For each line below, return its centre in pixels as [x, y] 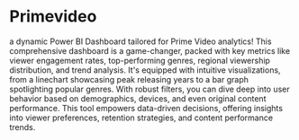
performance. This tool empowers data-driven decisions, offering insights [146, 108]
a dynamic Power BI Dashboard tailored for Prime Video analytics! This [140, 41]
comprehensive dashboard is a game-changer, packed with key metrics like [150, 50]
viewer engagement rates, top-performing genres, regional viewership [140, 60]
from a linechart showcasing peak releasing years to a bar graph [129, 79]
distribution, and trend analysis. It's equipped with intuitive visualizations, [145, 70]
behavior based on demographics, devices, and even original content [138, 98]
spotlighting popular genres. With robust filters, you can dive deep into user [149, 89]
